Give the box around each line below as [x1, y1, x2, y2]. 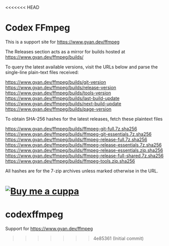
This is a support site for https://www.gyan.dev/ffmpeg [5, 39, 120, 45]
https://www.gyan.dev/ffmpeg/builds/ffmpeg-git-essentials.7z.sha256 [5, 131, 152, 137]
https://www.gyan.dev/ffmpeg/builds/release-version [5, 84, 116, 90]
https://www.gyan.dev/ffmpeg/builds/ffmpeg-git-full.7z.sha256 [5, 125, 138, 131]
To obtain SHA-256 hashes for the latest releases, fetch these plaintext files [5, 116, 163, 122]
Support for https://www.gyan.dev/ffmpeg [5, 226, 93, 232]
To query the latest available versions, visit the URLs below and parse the [5, 63, 158, 70]
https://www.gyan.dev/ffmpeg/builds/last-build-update [5, 95, 120, 101]
